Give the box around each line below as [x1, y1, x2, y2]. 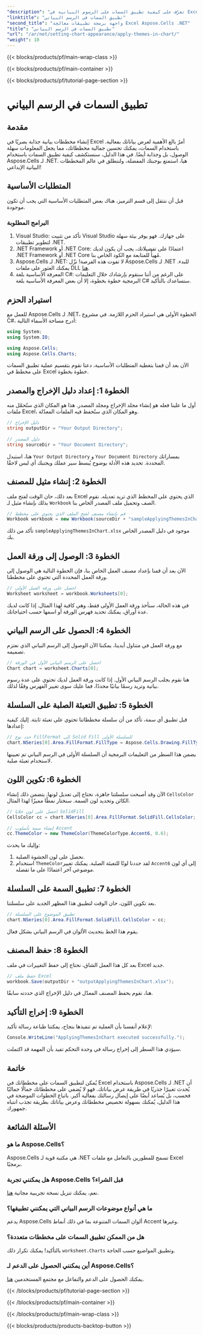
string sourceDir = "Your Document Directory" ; [7, 442, 129, 448]
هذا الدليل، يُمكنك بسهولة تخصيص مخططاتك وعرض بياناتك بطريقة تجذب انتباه [7, 1098, 180, 1105]
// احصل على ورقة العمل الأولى [7, 585, 76, 591]
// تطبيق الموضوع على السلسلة [7, 912, 75, 918]
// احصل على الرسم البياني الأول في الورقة [7, 659, 101, 665]
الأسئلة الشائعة [7, 1122, 56, 1132]
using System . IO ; [7, 334, 51, 340]
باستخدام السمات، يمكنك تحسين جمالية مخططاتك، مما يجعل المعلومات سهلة [7, 144, 180, 151]
